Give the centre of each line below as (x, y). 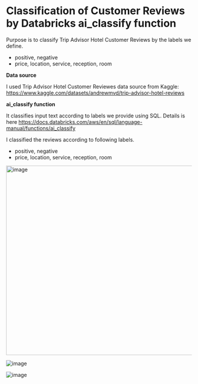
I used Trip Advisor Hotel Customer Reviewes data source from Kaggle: (93, 86)
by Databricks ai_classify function (91, 23)
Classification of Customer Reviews (96, 11)
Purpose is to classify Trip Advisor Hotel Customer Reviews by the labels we (99, 40)
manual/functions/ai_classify (41, 128)
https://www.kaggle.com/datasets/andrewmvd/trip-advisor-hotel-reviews (95, 93)
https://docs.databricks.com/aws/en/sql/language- (80, 122)
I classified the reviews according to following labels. (70, 139)
